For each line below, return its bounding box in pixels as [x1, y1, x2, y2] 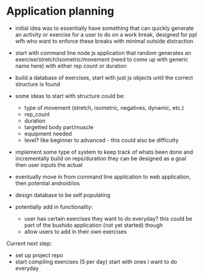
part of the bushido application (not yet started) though [24, 221, 163, 229]
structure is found [15, 80, 60, 88]
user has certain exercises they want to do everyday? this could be [24, 215, 193, 222]
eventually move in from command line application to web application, [15, 173, 191, 180]
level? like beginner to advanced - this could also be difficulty [24, 136, 179, 144]
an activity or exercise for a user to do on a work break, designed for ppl [15, 30, 197, 38]
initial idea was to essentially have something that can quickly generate [15, 24, 194, 32]
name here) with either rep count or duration [15, 62, 127, 69]
